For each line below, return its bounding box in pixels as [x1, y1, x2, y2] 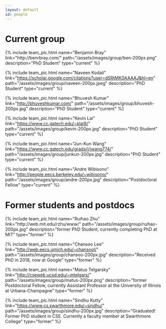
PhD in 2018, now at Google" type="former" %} [5, 257, 102, 263]
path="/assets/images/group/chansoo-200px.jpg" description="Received [5, 252, 156, 258]
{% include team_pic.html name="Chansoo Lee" [5, 241, 104, 247]
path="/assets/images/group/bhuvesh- [74, 100, 155, 107]
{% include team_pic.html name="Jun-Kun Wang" [5, 141, 107, 147]
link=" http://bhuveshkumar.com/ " [5, 100, 73, 107]
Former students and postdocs [5, 199, 135, 211]
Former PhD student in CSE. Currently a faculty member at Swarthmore [5, 313, 151, 319]
